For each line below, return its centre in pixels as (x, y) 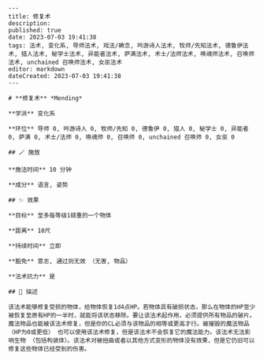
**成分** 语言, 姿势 (38, 185)
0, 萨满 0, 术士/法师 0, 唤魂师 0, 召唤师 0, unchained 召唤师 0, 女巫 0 (121, 137)
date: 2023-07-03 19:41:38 (52, 37)
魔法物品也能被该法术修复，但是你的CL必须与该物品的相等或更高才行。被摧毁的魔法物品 (129, 324)
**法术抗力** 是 (32, 276)
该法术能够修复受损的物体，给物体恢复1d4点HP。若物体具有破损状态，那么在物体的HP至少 (132, 307)
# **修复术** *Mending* (45, 98)
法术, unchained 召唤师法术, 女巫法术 (65, 62)
